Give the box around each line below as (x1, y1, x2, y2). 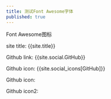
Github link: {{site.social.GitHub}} (6, 54, 86, 61)
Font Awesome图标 (6, 30, 53, 38)
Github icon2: (6, 87, 39, 94)
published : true (6, 14, 46, 20)
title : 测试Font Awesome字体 (6, 8, 74, 15)
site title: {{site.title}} (6, 42, 56, 49)
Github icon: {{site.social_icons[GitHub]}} (6, 65, 106, 72)
